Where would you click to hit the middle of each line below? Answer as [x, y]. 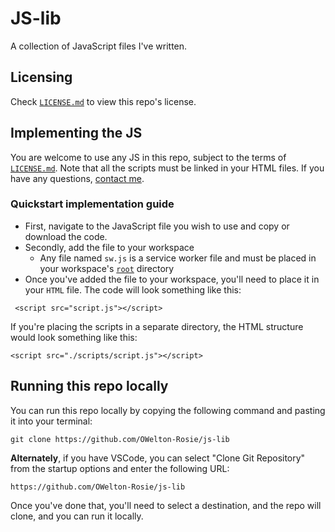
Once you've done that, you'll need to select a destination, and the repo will [166, 505]
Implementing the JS [76, 133]
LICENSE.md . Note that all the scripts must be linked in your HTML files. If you [167, 168]
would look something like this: [74, 337]
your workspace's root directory [107, 268]
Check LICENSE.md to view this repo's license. [103, 101]
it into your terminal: [51, 421]
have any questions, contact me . [77, 178]
